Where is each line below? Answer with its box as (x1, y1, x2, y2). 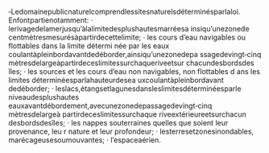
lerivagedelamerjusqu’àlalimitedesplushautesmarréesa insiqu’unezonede (8, 24, 250, 33)
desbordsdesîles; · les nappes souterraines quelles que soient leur (8, 118, 229, 127)
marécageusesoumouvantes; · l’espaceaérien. (8, 135, 161, 144)
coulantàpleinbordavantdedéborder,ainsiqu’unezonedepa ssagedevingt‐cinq (8, 50, 262, 59)
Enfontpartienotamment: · (8, 15, 93, 25)
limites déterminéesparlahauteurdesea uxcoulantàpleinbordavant (8, 76, 224, 85)
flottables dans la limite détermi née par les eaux (8, 41, 170, 51)
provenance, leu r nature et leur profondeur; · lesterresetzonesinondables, (8, 126, 255, 136)
